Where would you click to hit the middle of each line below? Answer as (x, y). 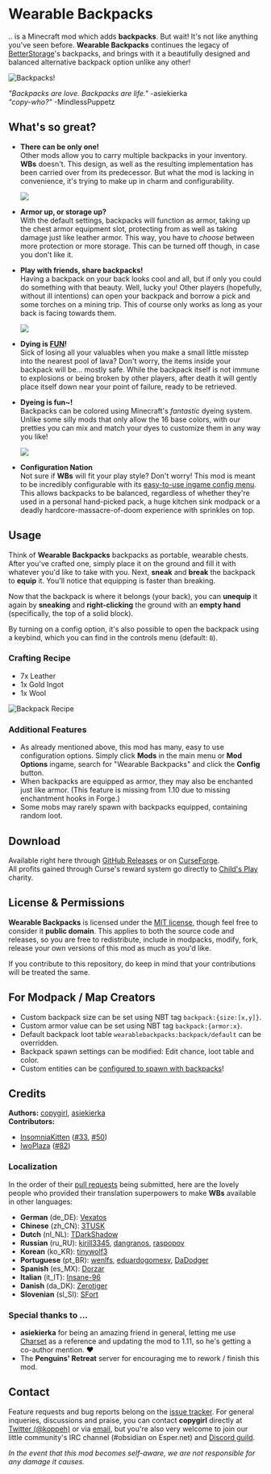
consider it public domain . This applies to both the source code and (121, 931)
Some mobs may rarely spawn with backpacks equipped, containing (133, 807)
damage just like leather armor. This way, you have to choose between (137, 237)
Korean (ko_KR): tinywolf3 (64, 1251)
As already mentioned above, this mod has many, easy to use (122, 747)
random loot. (41, 816)
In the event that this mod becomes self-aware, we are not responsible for (132, 1453)
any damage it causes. (46, 1461)
